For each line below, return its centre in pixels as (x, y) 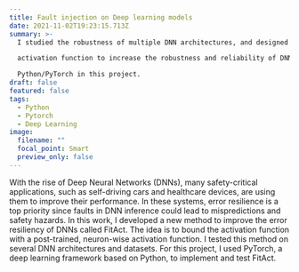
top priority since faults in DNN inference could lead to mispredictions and (145, 211)
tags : (19, 99)
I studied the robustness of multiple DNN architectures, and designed (153, 42)
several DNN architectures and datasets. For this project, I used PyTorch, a (146, 248)
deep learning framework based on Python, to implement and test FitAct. (143, 258)
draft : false (33, 83)
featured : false (39, 91)
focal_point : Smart (53, 149)
